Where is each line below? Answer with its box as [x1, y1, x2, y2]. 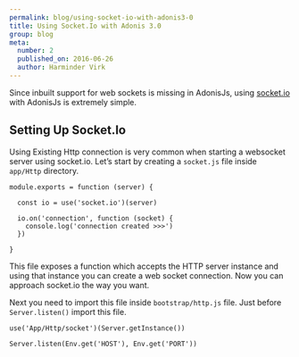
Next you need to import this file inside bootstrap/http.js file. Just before [9, 296, 282, 308]
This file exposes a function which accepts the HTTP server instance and [9, 261, 279, 271]
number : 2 [17, 46, 54, 55]
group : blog [9, 29, 54, 38]
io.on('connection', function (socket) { [17, 213, 174, 223]
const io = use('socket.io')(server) [17, 198, 158, 207]
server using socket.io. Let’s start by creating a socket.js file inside [9, 155, 257, 166]
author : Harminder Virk [17, 63, 105, 72]
